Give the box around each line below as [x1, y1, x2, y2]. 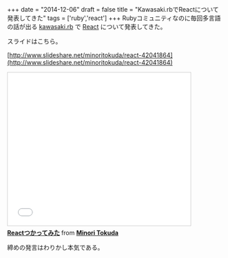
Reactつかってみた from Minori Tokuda [7, 229, 119, 237]
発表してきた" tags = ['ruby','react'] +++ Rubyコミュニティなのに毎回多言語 [7, 14, 221, 22]
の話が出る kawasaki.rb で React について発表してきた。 [7, 23, 167, 30]
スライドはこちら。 [7, 37, 62, 46]
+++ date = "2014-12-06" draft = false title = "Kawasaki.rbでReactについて [7, 6, 219, 13]
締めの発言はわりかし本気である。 [7, 244, 104, 251]
